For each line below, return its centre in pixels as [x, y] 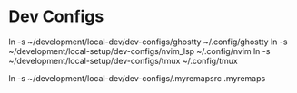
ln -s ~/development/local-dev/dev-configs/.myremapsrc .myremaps [137, 78]
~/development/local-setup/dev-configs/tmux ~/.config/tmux [123, 60]
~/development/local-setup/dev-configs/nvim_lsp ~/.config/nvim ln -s [139, 51]
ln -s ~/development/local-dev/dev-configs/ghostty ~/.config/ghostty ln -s [148, 42]
